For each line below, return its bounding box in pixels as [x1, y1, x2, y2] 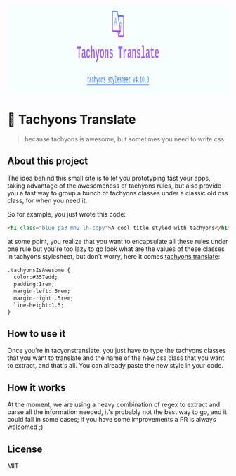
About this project [7, 155, 88, 167]
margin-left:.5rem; [13, 288, 71, 295]
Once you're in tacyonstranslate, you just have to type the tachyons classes [7, 347, 226, 355]
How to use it [7, 328, 66, 340]
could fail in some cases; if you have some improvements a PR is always [7, 416, 216, 424]
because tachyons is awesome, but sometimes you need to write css [24, 134, 225, 143]
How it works [7, 382, 66, 394]
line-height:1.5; [13, 302, 65, 309]
